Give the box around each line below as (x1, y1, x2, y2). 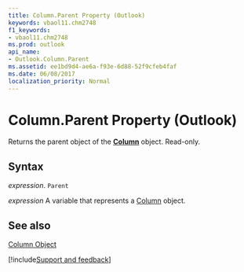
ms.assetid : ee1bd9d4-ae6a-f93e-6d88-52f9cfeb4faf (8, 63, 177, 71)
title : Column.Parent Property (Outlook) (8, 11, 146, 20)
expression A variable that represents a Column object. (8, 196, 186, 205)
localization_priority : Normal (8, 77, 111, 85)
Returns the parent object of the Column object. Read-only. (8, 137, 201, 146)
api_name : (8, 48, 41, 56)
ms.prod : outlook (8, 41, 65, 49)
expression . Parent (8, 181, 69, 190)
